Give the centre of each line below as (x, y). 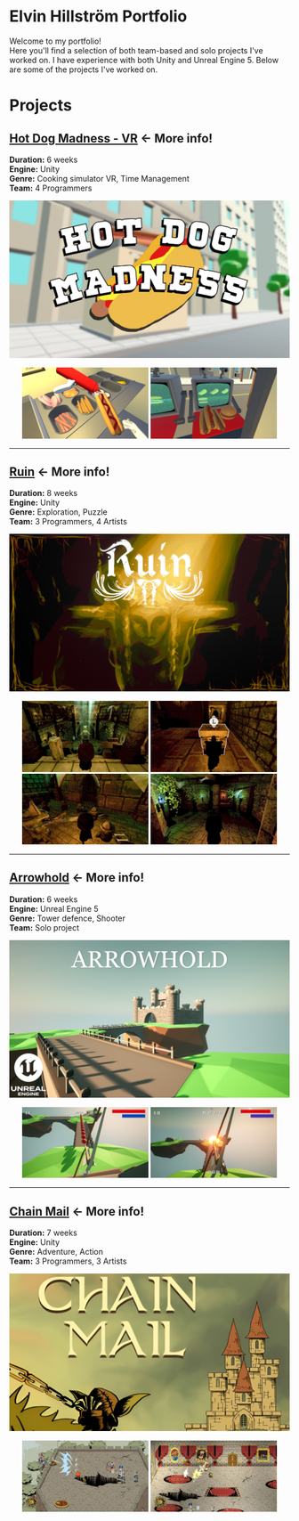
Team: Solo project (44, 927)
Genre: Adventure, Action (57, 1251)
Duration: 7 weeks (43, 1232)
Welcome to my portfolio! (56, 41)
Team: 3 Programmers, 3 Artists (68, 1261)
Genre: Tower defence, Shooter (68, 918)
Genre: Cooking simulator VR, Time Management (99, 178)
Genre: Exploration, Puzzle (59, 512)
